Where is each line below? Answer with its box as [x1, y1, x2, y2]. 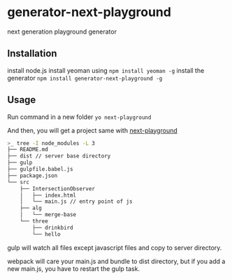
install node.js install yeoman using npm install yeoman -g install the [7, 66, 205, 74]
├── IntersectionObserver [20, 185, 96, 192]
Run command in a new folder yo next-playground [7, 113, 152, 121]
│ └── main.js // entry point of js [20, 198, 133, 205]
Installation [7, 48, 57, 59]
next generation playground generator [7, 27, 117, 36]
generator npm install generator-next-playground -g [7, 73, 163, 82]
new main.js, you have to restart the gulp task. [7, 264, 140, 273]
